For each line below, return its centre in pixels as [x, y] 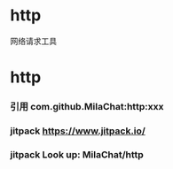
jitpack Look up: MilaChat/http [77, 154]
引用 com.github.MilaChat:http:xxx [87, 107]
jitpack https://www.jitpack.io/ [78, 131]
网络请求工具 [33, 41]
